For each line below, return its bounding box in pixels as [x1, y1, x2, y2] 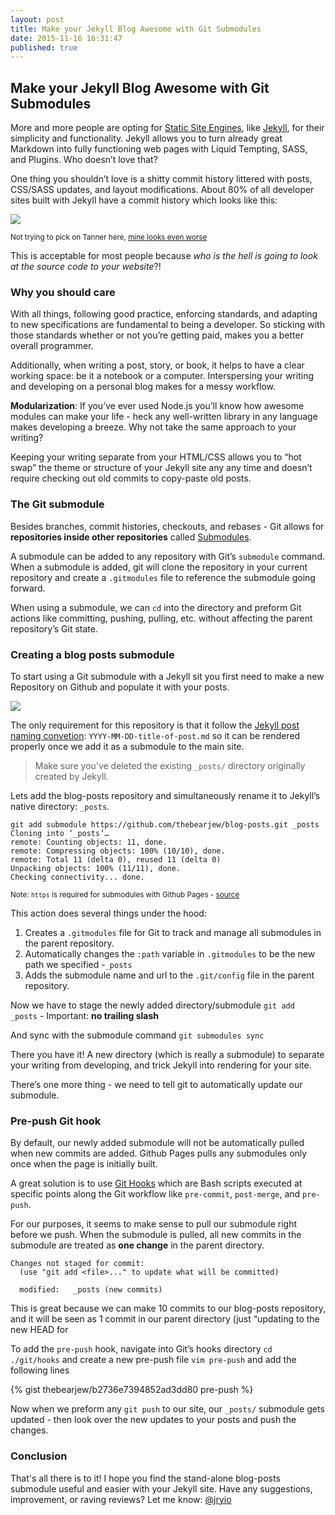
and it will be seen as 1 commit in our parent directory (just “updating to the [10, 1313, 320, 1325]
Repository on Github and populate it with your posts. [10, 681, 230, 693]
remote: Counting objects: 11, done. [10, 837, 168, 847]
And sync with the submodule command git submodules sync [10, 1029, 265, 1041]
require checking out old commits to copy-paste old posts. [10, 472, 252, 485]
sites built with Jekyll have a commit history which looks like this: [10, 194, 278, 206]
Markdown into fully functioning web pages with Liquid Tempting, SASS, [10, 143, 308, 155]
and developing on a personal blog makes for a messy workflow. [10, 381, 277, 393]
